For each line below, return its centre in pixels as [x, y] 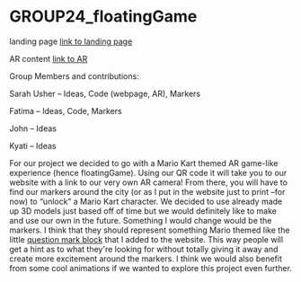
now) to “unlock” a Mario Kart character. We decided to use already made [146, 201]
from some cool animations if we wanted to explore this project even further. [150, 268]
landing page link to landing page [71, 41]
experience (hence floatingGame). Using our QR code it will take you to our [148, 172]
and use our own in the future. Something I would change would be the [141, 220]
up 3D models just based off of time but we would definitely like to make [143, 211]
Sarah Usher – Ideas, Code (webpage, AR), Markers [105, 93]
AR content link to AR [49, 58]
